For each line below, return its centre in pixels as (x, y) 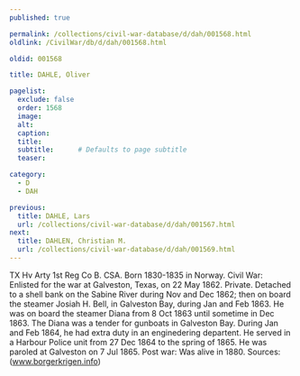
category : (28, 175)
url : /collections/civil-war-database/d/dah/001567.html (127, 225)
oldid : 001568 (36, 59)
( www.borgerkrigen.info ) (55, 361)
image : (30, 116)
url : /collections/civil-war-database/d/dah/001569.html (127, 250)
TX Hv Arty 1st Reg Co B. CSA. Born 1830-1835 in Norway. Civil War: (136, 275)
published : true (40, 18)
